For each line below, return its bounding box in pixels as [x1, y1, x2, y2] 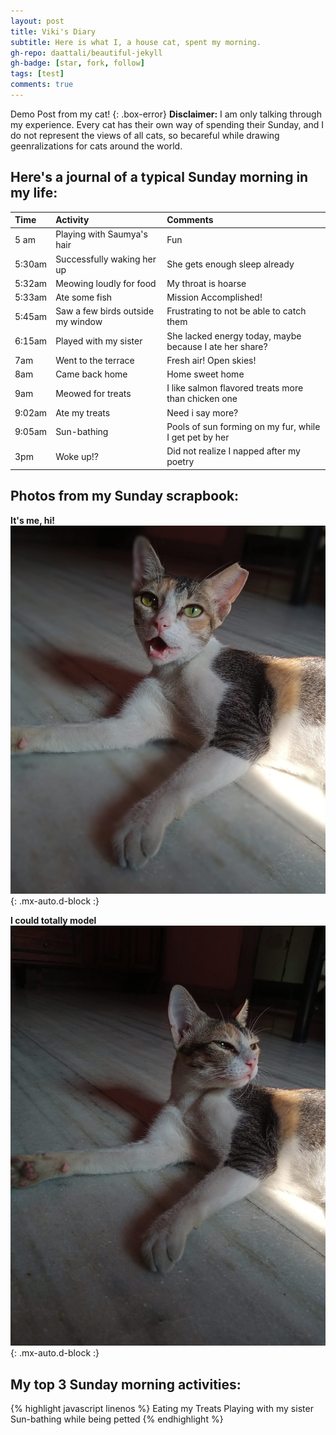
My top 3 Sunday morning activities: [10, 1376, 242, 1393]
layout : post [10, 16, 65, 26]
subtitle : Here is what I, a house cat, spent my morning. [10, 37, 262, 47]
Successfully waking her [55, 253, 157, 265]
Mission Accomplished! [166, 291, 263, 304]
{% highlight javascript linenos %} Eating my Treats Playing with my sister [10, 1403, 314, 1415]
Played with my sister [55, 335, 143, 347]
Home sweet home [166, 368, 245, 380]
